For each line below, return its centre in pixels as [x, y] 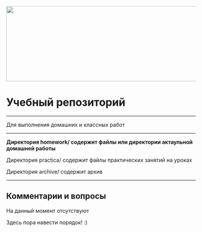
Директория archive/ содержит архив [54, 171]
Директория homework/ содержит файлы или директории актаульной [99, 142]
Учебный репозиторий [66, 102]
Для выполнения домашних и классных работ [66, 124]
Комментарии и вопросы [56, 196]
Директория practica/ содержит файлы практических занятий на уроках [99, 160]
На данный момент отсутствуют [48, 210]
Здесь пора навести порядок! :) [47, 222]
